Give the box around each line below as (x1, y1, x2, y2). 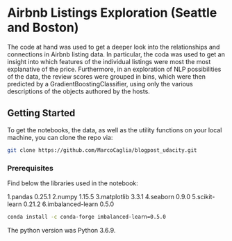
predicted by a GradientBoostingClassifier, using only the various (7, 79, 193, 88)
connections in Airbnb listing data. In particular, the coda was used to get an (7, 50, 226, 59)
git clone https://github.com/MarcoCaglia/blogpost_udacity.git (7, 146, 197, 154)
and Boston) (7, 20, 79, 36)
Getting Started (7, 107, 76, 119)
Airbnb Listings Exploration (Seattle (7, 5, 217, 21)
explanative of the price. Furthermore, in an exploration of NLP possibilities (7, 65, 222, 73)
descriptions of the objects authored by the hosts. (7, 87, 151, 95)
